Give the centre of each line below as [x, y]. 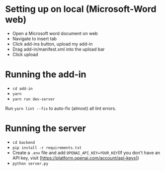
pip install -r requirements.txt [47, 148]
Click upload [25, 54]
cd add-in [23, 88]
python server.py [30, 164]
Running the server [45, 129]
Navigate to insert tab [35, 39]
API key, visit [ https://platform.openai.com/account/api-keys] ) [76, 158]
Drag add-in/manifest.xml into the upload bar [59, 49]
